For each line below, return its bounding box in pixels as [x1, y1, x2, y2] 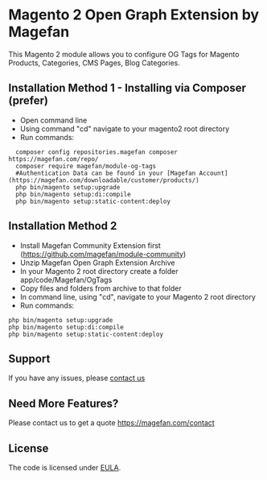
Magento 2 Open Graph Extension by [8, 6, 260, 24]
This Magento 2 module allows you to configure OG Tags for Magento [8, 49, 240, 59]
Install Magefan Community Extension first [19, 240, 161, 250]
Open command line [19, 115, 88, 125]
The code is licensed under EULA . [8, 463, 121, 472]
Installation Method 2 [8, 219, 117, 233]
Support [8, 352, 51, 366]
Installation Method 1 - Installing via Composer [8, 81, 247, 95]
